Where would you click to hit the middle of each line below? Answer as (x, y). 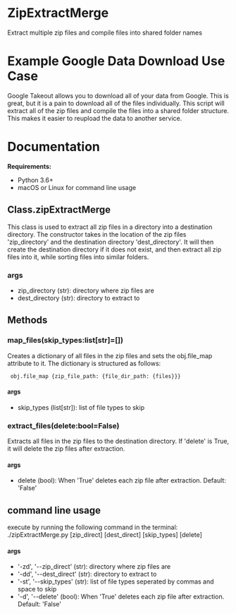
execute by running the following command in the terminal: (93, 527)
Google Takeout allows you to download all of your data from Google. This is (118, 95)
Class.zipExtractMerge (59, 210)
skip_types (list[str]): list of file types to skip (81, 407)
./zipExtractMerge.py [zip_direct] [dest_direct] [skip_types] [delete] (105, 535)
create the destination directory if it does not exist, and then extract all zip (114, 249)
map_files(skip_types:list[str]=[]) (65, 341)
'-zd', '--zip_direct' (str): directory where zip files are (94, 567)
